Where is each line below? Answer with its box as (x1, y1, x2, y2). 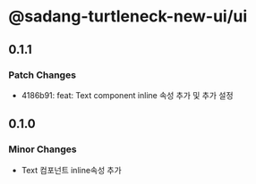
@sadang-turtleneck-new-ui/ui (8, 6, 248, 27)
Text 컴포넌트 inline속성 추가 (21, 164, 122, 175)
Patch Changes (8, 69, 77, 81)
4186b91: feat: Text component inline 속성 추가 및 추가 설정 (21, 89, 234, 100)
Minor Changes (8, 143, 77, 155)
